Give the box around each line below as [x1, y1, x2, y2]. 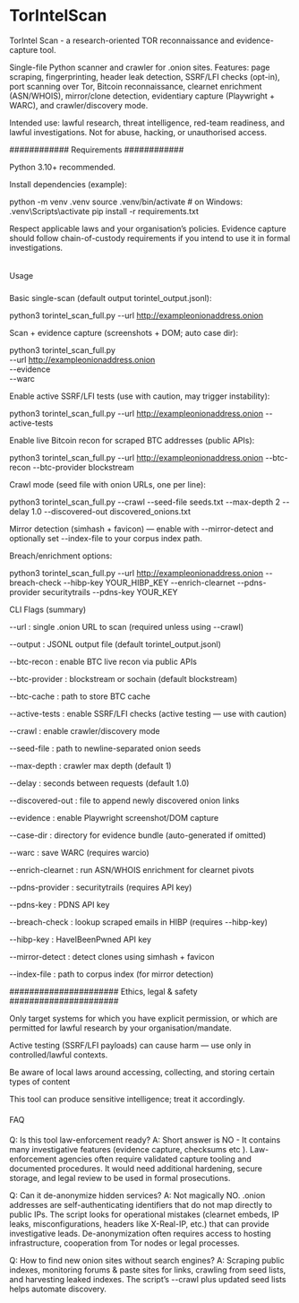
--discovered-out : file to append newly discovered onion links [9, 795, 240, 806]
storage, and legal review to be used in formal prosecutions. [9, 1173, 231, 1184]
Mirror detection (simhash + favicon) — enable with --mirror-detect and [9, 523, 274, 534]
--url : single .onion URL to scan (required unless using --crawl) [9, 621, 244, 632]
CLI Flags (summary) [9, 604, 87, 615]
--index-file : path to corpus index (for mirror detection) [9, 969, 214, 979]
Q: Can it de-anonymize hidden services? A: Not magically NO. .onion [9, 1190, 266, 1201]
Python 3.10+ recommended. [9, 161, 116, 172]
